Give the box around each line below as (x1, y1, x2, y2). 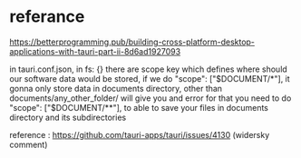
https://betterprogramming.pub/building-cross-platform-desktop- (9, 36, 256, 47)
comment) (9, 139, 48, 150)
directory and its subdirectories (9, 112, 127, 123)
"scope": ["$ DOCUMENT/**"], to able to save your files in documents (9, 102, 269, 113)
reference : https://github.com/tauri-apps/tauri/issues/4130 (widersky (9, 129, 270, 140)
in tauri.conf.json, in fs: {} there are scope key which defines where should (9, 64, 287, 74)
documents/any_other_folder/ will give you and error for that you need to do (9, 93, 292, 104)
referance (9, 6, 85, 27)
